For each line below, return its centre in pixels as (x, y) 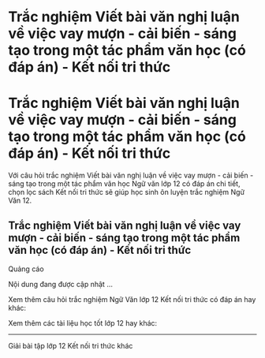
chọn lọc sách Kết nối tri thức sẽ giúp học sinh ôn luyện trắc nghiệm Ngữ (127, 192)
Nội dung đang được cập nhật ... (60, 284)
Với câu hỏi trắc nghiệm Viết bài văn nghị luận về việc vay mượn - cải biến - (131, 175)
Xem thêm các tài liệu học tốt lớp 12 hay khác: (83, 323)
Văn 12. (20, 200)
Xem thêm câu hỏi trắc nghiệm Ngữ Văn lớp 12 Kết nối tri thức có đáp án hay (132, 299)
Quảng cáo (26, 269)
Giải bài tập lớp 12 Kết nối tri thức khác (71, 345)
